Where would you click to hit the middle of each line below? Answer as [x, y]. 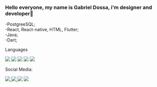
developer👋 [19, 13]
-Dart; [11, 40]
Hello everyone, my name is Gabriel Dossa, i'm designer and [78, 7]
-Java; [12, 35]
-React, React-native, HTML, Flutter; [42, 30]
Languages [17, 50]
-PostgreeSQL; [20, 24]
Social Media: [19, 69]
